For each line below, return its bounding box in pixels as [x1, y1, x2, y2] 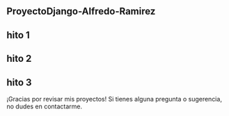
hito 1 [6, 29, 31, 41]
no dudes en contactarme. [6, 102, 83, 110]
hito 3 [6, 76, 32, 88]
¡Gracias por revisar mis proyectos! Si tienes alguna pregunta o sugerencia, [6, 94, 222, 103]
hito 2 [6, 53, 32, 65]
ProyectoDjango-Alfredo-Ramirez [6, 6, 156, 17]
